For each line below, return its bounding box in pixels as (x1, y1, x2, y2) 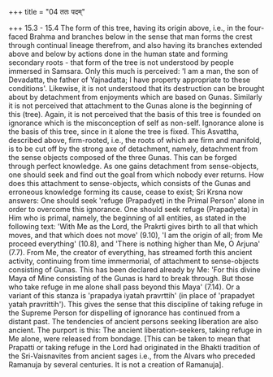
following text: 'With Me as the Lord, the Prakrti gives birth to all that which (8, 222, 258, 231)
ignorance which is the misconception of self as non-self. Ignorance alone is (8, 118, 264, 128)
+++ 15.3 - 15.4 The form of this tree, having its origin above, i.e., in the (8, 24, 246, 32)
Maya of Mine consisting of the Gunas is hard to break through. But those (8, 274, 254, 283)
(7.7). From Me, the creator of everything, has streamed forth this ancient (8, 248, 253, 257)
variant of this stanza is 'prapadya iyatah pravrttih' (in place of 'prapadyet (8, 291, 255, 300)
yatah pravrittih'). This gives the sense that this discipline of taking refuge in (8, 300, 263, 309)
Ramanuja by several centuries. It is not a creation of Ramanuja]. (8, 360, 224, 369)
